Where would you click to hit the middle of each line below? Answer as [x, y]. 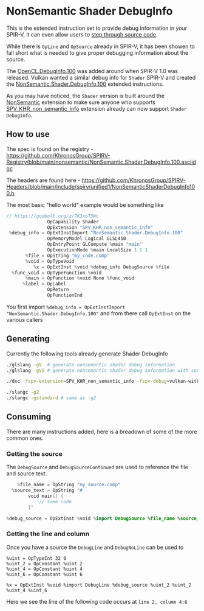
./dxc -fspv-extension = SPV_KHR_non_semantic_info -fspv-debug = [88, 382]
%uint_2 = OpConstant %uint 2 [45, 564]
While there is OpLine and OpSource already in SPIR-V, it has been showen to [101, 46]
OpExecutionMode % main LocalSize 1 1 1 [97, 250]
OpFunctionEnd [65, 295]
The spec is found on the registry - [50, 149]
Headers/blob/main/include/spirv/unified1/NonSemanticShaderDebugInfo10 [101, 186]
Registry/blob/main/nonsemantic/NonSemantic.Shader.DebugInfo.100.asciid [101, 162]
